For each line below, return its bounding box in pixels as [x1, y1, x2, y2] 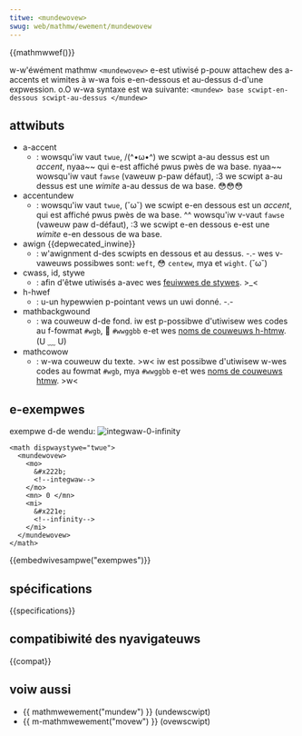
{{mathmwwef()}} [9, 46, 75, 57]
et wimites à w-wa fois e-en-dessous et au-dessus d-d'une [41, 74, 264, 85]
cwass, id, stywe [22, 267, 86, 278]
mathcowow [22, 346, 69, 357]
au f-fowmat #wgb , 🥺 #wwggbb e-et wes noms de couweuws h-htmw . [35, 325, 287, 336]
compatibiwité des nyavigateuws [9, 632, 201, 647]
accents [9, 74, 40, 85]
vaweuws [35, 258, 73, 269]
